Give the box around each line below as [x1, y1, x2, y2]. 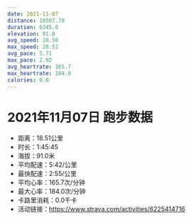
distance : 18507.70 [7, 17, 65, 24]
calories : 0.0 [7, 76, 50, 84]
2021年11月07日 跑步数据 [7, 109, 153, 125]
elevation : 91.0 [7, 30, 55, 38]
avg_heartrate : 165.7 [7, 63, 72, 70]
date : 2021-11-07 [7, 10, 59, 18]
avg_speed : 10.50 [7, 37, 59, 44]
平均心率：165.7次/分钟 [17, 178, 85, 187]
